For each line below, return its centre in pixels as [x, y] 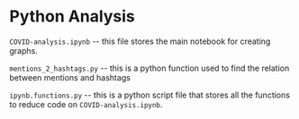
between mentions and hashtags [70, 77]
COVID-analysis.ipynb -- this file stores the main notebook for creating [140, 41]
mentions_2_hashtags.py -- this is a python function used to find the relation [149, 68]
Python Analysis [72, 17]
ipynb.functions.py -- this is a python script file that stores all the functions [150, 95]
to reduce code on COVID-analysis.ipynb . [86, 104]
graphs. [23, 50]
